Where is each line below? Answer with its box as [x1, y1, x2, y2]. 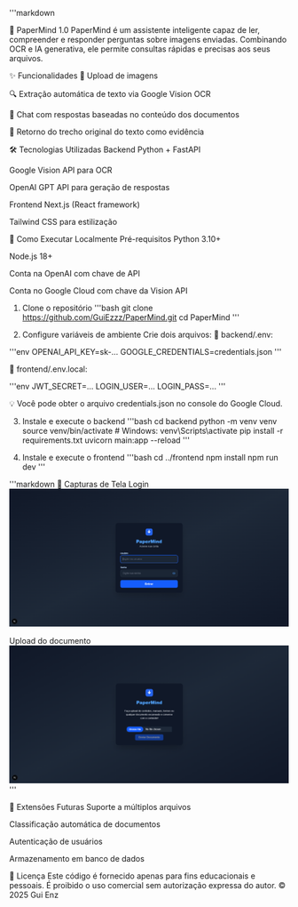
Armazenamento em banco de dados [9, 853, 145, 863]
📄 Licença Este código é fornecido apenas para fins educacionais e [9, 871, 255, 881]
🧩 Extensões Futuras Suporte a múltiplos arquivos [9, 801, 192, 812]
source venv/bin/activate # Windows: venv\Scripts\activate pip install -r [21, 426, 284, 436]
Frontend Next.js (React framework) [9, 199, 140, 210]
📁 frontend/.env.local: [9, 364, 88, 374]
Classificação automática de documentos [9, 818, 161, 830]
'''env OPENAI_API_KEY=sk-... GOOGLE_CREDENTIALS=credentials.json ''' [9, 347, 282, 357]
